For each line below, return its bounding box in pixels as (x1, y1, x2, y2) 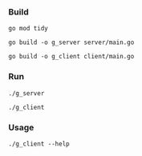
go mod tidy (8, 25, 48, 33)
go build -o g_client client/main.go (8, 53, 135, 61)
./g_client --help (8, 139, 70, 148)
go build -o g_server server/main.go (8, 38, 135, 46)
